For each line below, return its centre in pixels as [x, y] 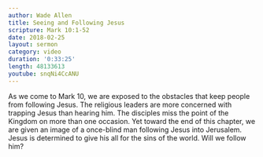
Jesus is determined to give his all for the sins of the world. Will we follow [127, 137]
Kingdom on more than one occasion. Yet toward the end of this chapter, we [132, 121]
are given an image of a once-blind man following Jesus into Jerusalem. [125, 130]
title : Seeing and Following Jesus [67, 23]
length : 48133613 [37, 67]
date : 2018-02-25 [37, 37]
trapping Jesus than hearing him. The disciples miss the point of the [119, 113]
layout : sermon [33, 45]
